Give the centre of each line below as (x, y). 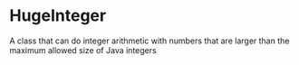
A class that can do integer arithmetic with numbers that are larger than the (149, 41)
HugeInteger (58, 16)
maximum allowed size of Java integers (83, 50)
